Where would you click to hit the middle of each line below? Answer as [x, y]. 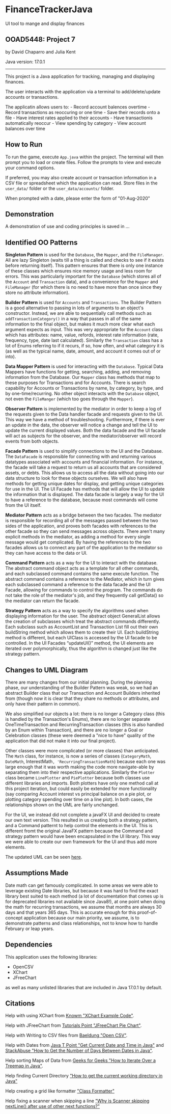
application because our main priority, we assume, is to [82, 917]
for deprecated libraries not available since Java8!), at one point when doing [85, 901]
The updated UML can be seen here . [44, 857]
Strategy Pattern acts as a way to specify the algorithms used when [77, 611]
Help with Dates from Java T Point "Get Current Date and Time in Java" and [85, 1045]
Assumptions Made [37, 873]
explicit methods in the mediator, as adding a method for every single [78, 537]
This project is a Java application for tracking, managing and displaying [80, 76]
